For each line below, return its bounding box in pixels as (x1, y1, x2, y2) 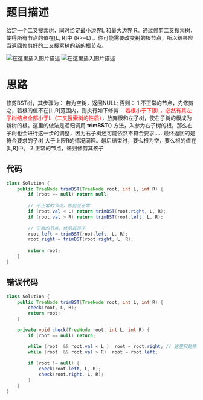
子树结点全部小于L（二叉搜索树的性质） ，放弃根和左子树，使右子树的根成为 (6, 114, 192, 121)
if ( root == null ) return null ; (28, 192, 110, 198)
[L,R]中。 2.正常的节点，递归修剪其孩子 (6, 144, 104, 152)
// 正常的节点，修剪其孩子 (28, 225, 86, 231)
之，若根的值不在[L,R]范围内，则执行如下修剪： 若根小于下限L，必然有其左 (6, 106, 192, 114)
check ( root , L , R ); (28, 305, 77, 311)
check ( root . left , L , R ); (38, 366, 101, 372)
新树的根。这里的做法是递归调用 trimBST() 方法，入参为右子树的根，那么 (6, 121, 188, 129)
